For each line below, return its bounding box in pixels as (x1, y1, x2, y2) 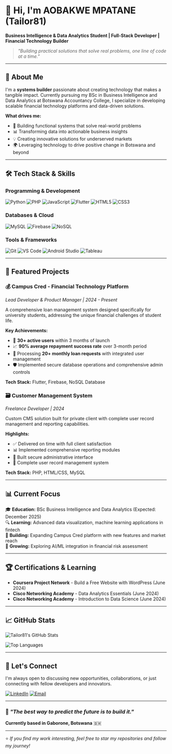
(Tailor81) (5, 15, 47, 27)
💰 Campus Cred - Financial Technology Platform (5, 283, 129, 290)
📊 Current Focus (5, 490, 60, 499)
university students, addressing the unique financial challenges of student (5, 312, 161, 318)
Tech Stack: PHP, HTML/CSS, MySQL (5, 469, 85, 476)
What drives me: (5, 113, 41, 119)
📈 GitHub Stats (5, 616, 55, 625)
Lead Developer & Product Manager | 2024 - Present (5, 296, 118, 303)
